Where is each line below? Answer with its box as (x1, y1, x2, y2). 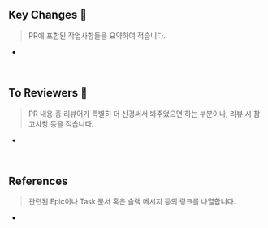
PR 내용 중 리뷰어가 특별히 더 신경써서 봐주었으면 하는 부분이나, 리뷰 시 (28, 109, 252, 118)
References (8, 174, 68, 188)
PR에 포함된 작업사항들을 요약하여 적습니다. (28, 30, 166, 41)
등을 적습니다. (50, 118, 94, 128)
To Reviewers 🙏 (8, 86, 88, 100)
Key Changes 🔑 (8, 8, 88, 22)
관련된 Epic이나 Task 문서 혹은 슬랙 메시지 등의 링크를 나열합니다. (28, 196, 236, 207)
